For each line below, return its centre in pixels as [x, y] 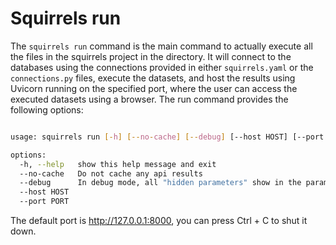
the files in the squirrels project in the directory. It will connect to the [151, 56]
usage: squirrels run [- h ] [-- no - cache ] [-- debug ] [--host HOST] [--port [167, 137]
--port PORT [44, 202]
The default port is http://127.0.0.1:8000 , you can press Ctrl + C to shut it [159, 221]
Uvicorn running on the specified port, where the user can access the [154, 88]
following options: [47, 109]
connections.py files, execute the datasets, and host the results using [153, 78]
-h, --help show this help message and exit [118, 164]
